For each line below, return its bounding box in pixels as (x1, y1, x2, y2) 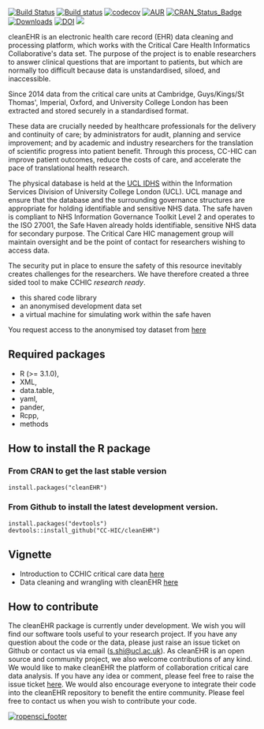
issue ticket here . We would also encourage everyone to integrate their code (8, 679, 256, 690)
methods (19, 419, 49, 428)
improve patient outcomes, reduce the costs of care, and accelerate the (8, 155, 242, 164)
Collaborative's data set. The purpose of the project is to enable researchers (8, 49, 256, 58)
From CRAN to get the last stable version (8, 465, 167, 477)
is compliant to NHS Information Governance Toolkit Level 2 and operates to (8, 212, 255, 221)
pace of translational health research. (8, 163, 130, 173)
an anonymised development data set (19, 301, 142, 311)
